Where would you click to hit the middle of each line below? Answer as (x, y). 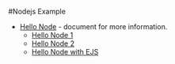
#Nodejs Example (37, 11)
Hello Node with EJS (65, 52)
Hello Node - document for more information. (93, 26)
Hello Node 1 (52, 35)
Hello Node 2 (53, 43)
